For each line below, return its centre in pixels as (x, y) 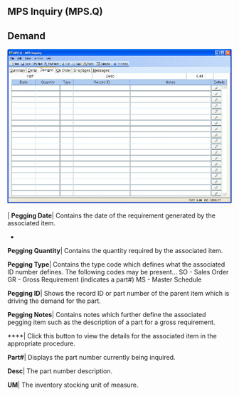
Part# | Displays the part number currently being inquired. (91, 357)
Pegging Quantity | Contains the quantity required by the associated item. (115, 250)
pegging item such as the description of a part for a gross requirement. (111, 322)
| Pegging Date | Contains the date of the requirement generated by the (111, 215)
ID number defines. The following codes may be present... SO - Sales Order (118, 272)
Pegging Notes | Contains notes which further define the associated (107, 314)
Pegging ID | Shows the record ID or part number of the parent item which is (118, 293)
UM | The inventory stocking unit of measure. (73, 385)
